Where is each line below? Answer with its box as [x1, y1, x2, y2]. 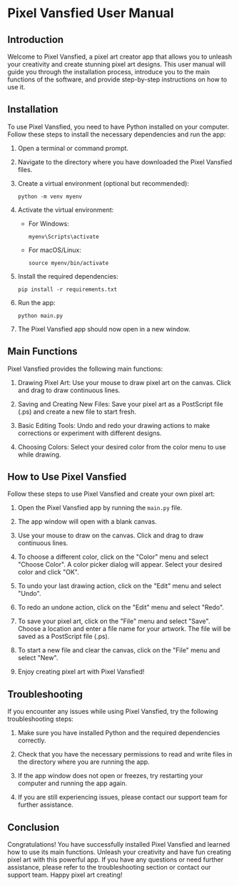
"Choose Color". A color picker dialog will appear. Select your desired [17, 560, 223, 569]
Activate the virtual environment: [17, 205, 114, 214]
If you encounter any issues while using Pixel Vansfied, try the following [7, 707, 218, 716]
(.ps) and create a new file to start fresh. [17, 407, 137, 416]
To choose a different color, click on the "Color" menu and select [17, 552, 209, 562]
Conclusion [7, 821, 60, 833]
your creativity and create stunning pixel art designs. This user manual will [7, 60, 226, 69]
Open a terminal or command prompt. [17, 144, 129, 152]
